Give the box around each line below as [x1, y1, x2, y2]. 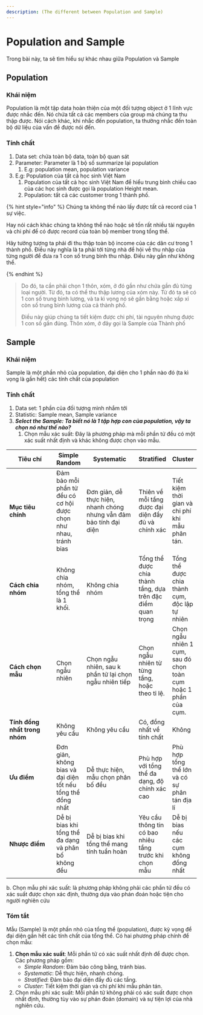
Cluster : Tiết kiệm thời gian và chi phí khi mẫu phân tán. [24, 982, 163, 990]
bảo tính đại [86, 518, 120, 526]
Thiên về [138, 488, 164, 496]
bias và [56, 765, 77, 774]
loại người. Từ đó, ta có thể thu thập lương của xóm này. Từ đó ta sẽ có [21, 288, 197, 296]
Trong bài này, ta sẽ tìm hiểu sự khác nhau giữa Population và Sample [6, 55, 179, 62]
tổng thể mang [86, 839, 128, 848]
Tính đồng [9, 718, 40, 726]
